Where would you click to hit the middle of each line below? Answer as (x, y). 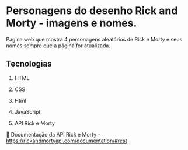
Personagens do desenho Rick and (92, 11)
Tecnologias (29, 64)
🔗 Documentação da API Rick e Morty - (53, 134)
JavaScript (27, 111)
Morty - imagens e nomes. (72, 23)
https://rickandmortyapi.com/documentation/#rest (67, 141)
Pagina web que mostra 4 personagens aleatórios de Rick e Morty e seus (94, 39)
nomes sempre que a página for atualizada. (58, 46)
